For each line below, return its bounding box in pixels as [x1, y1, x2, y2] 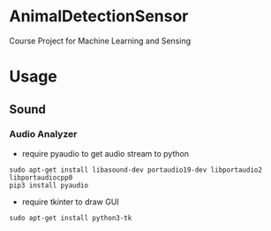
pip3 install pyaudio [9, 181, 89, 189]
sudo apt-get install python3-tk [9, 213, 132, 222]
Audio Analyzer [9, 128, 78, 141]
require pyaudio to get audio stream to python [21, 148, 190, 158]
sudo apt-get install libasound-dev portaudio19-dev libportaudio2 [9, 166, 263, 174]
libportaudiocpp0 [9, 173, 73, 182]
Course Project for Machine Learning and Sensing [9, 35, 192, 46]
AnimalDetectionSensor [9, 6, 189, 27]
